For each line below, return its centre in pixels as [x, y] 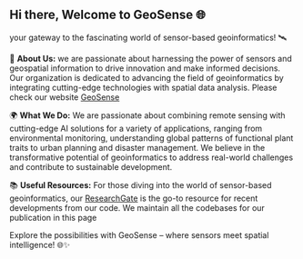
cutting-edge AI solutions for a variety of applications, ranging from [136, 128]
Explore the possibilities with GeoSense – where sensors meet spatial [139, 234]
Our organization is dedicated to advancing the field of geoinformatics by [146, 77]
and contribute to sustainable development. [91, 166]
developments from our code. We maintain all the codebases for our [137, 207]
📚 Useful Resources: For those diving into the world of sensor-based [141, 184]
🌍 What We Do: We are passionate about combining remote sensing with [147, 115]
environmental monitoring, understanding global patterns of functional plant [151, 138]
